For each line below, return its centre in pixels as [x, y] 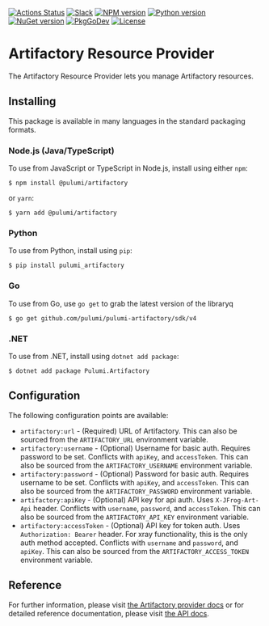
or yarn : [21, 198]
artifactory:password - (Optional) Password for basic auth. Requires [134, 474]
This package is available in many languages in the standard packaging [127, 121]
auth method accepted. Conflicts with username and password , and [129, 543]
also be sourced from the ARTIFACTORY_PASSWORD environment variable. [136, 491]
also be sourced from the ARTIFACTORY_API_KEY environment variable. [134, 517]
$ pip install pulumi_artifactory [67, 266]
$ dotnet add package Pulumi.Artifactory [79, 371]
